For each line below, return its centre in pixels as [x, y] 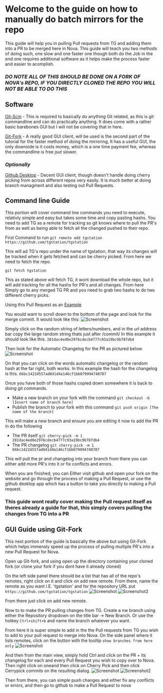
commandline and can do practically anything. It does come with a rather [78, 122]
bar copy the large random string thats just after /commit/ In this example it [80, 334]
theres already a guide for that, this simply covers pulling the [78, 508]
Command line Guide [37, 201]
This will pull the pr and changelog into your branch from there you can [76, 459]
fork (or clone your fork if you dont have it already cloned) [63, 566]
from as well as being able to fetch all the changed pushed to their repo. [77, 228]
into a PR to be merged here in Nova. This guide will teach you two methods [81, 48]
